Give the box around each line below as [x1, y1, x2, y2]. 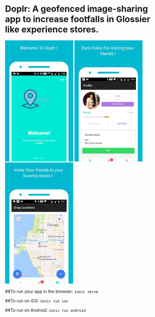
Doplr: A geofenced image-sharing [5, 3, 148, 15]
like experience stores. [5, 24, 99, 35]
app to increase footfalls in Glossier [5, 14, 151, 25]
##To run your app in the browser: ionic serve [5, 288, 98, 294]
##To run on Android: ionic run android [5, 307, 86, 313]
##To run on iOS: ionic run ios [5, 298, 69, 303]
